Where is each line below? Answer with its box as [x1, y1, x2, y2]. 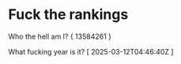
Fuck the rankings [8, 6, 129, 24]
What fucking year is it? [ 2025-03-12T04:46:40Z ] [8, 47, 174, 56]
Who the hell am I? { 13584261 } [8, 32, 112, 41]
